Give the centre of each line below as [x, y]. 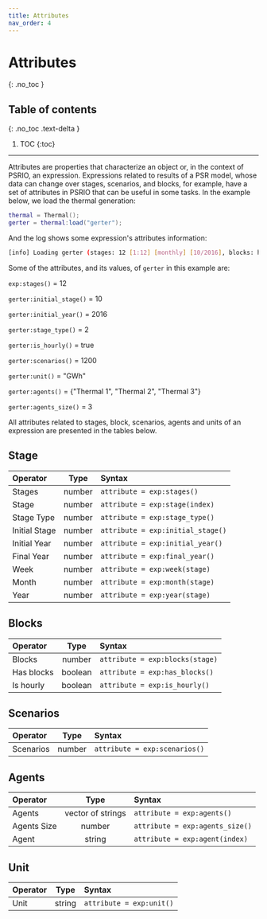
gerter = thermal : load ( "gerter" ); [66, 223]
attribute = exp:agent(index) [191, 839]
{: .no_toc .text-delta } [44, 129]
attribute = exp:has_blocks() [157, 672]
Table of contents [52, 109]
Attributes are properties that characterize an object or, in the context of [126, 167]
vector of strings [95, 813]
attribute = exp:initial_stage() [164, 530]
